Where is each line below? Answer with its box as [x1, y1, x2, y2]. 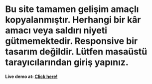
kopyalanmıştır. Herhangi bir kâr [5, 14, 141, 25]
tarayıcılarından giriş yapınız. [5, 56, 129, 68]
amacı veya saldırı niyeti [5, 25, 108, 36]
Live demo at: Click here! [5, 73, 58, 79]
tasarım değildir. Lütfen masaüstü [5, 46, 148, 57]
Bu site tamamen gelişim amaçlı [5, 3, 139, 15]
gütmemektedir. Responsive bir [5, 35, 138, 47]
